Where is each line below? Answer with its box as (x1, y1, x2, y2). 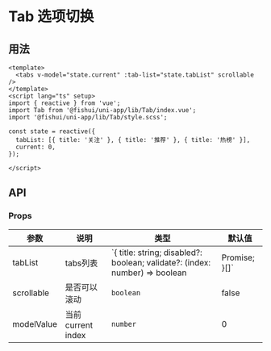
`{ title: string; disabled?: (111, 247, 203, 258)
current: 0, (15, 143, 56, 151)
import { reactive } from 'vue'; (8, 99, 121, 107)
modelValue (12, 318, 58, 329)
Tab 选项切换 (8, 7, 94, 26)
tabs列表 (65, 257, 98, 269)
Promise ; (221, 252, 256, 263)
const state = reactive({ (8, 127, 95, 136)
